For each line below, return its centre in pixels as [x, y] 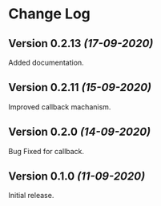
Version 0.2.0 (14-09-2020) [79, 132]
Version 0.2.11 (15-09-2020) [80, 87]
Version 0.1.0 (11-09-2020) [77, 176]
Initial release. [31, 196]
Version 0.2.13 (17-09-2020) [81, 44]
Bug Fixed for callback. [46, 151]
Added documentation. [46, 62]
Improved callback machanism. [60, 107]
